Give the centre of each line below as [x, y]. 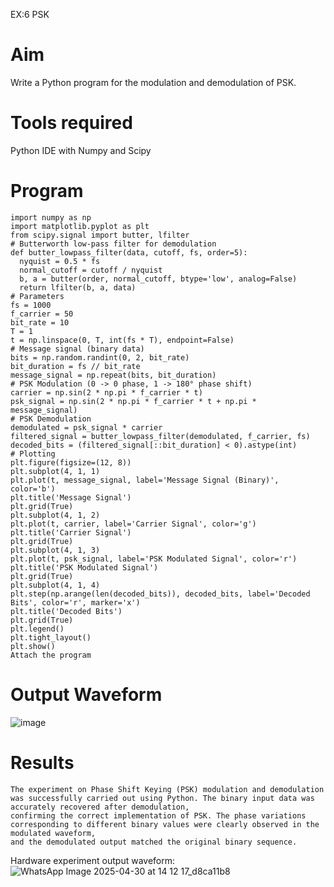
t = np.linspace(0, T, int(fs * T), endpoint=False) [122, 340]
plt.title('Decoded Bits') [66, 611]
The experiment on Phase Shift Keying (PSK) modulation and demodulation [167, 789]
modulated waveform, [53, 833]
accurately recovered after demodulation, [100, 807]
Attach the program [51, 655]
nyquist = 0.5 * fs [60, 261]
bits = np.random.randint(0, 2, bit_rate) [100, 357]
